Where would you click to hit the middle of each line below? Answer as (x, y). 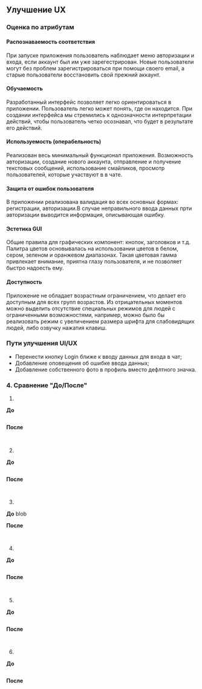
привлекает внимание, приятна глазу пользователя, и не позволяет (94, 262)
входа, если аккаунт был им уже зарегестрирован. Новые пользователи (100, 62)
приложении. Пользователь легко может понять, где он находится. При (99, 108)
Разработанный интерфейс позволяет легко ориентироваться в (89, 102)
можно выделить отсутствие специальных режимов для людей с (91, 308)
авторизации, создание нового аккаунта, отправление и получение (94, 161)
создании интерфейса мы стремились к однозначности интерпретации (99, 115)
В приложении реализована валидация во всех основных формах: (92, 202)
